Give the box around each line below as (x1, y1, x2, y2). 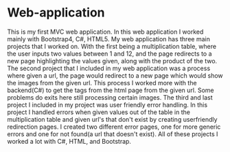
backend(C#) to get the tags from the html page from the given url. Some (7, 86, 214, 94)
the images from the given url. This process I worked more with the (7, 78, 197, 87)
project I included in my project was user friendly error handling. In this (7, 100, 208, 109)
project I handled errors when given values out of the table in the (7, 108, 191, 116)
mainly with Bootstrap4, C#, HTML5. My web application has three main (7, 34, 211, 43)
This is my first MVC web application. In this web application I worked (7, 28, 204, 36)
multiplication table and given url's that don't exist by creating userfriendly (7, 115, 218, 123)
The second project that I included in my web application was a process (7, 64, 211, 72)
